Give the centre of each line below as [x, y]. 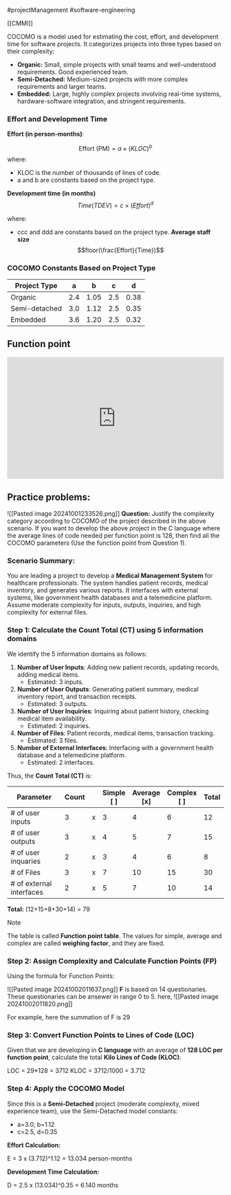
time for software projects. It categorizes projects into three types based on [114, 44]
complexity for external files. [47, 612]
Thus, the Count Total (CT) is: [50, 776]
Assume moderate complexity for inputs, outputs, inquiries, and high [104, 605]
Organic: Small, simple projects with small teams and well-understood [117, 64]
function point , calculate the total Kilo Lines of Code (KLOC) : [94, 1057]
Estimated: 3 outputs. [57, 704]
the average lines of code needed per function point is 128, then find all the [113, 536]
